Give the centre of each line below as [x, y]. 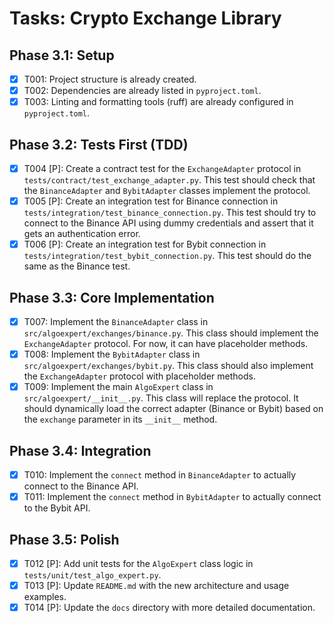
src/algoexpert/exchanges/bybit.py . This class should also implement [168, 366]
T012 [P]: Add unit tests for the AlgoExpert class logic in [138, 563]
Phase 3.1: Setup [62, 55]
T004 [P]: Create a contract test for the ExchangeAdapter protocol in [162, 168]
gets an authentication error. [82, 234]
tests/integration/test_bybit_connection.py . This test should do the [167, 256]
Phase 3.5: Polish [64, 539]
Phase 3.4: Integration [80, 450]
